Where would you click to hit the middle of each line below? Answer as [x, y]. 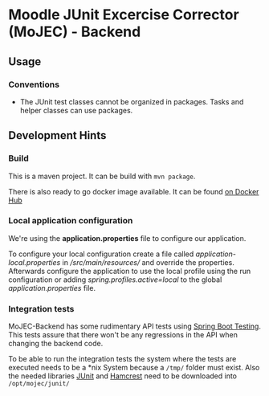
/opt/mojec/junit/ [39, 384]
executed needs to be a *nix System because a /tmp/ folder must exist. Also [134, 368]
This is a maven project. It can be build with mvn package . [102, 176]
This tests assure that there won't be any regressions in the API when [123, 335]
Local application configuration [71, 221]
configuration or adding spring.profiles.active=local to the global [115, 280]
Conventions [34, 84]
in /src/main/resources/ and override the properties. [148, 262]
